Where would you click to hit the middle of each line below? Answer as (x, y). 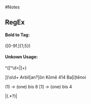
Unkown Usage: (21, 57)
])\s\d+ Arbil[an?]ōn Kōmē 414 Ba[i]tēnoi (45, 77)
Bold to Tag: (18, 35)
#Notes (12, 7)
